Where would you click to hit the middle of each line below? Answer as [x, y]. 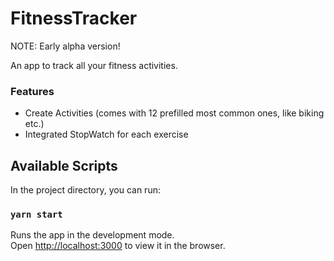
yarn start [36, 214]
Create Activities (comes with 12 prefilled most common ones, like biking [174, 113]
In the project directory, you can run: [85, 190]
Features [32, 91]
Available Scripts [64, 165]
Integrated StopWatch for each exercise [106, 134]
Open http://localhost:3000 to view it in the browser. [118, 246]
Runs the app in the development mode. [92, 235]
